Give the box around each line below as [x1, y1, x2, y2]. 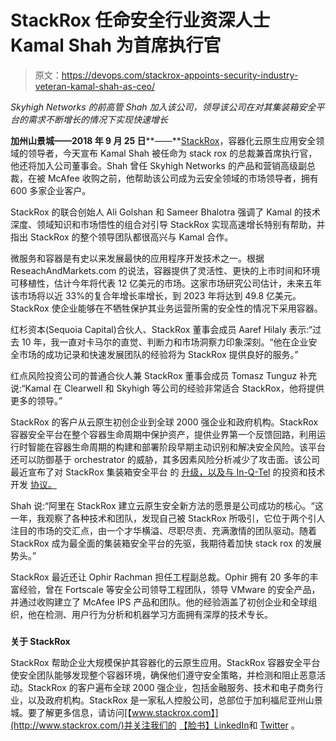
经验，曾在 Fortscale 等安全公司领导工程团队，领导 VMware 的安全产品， [18, 583, 321, 595]
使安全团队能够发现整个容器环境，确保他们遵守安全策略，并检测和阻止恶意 [10, 669, 317, 681]
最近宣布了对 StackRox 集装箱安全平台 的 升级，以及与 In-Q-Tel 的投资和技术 [10, 466, 326, 478]
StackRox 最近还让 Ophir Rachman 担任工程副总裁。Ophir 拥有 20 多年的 [10, 571, 310, 583]
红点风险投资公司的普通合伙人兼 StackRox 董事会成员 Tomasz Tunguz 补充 [10, 369, 318, 381]
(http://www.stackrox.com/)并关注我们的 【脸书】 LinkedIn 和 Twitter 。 [10, 719, 300, 731]
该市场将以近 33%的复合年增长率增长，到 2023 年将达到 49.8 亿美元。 [10, 289, 302, 301]
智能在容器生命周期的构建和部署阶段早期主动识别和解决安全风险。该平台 [27, 441, 326, 453]
